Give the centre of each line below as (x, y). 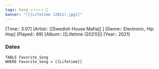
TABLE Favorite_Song (27, 57)
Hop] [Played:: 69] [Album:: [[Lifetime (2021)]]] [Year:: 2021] (68, 34)
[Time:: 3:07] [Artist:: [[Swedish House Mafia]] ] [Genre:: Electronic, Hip (79, 28)
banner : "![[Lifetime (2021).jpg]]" (44, 14)
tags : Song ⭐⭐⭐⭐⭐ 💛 (26, 10)
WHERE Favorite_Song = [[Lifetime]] (44, 61)
